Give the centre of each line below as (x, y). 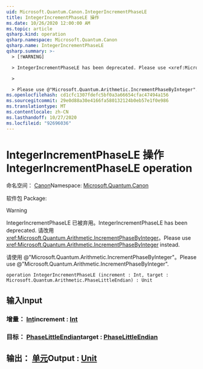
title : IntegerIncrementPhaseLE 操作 (53, 18)
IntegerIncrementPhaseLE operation (99, 168)
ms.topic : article (29, 29)
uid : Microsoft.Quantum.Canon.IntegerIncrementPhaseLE (77, 12)
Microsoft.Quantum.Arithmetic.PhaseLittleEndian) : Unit (79, 281)
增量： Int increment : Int (42, 319)
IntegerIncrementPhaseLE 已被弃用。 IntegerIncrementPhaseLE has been (97, 223)
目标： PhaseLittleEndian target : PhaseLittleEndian (82, 337)
